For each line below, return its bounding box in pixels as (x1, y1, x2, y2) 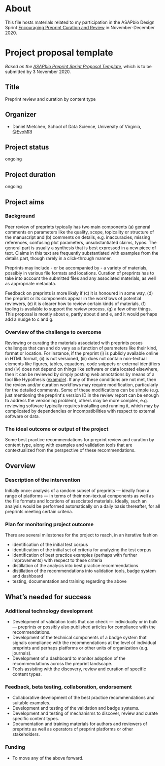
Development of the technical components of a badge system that (12, 635, 147, 641)
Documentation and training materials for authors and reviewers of (12, 721, 148, 727)
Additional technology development (5, 608, 93, 614)
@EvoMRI (12, 129, 33, 135)
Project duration (5, 170, 56, 179)
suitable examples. (12, 700, 51, 706)
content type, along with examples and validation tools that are (5, 442, 132, 448)
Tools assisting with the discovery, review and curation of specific (12, 666, 146, 672)
